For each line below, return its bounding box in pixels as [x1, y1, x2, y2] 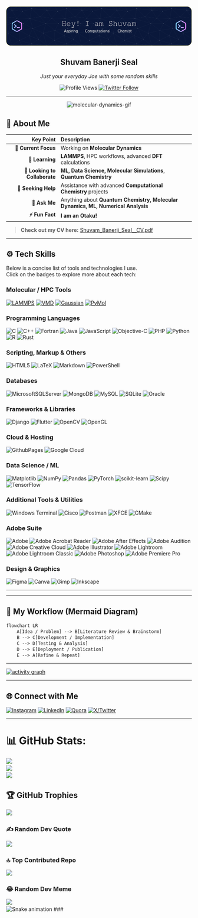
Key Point [31, 135, 56, 143]
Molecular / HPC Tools [6, 286, 72, 294]
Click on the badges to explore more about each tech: [6, 271, 137, 278]
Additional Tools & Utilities [6, 496, 83, 504]
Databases [6, 377, 38, 385]
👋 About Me [6, 118, 50, 128]
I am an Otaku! [61, 212, 97, 219]
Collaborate [26, 173, 56, 180]
